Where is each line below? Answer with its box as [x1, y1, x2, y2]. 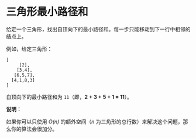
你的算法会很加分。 [11, 125, 57, 132]
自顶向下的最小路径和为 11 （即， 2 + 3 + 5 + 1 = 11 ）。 [6, 93, 133, 100]
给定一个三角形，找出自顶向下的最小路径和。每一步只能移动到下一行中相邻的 [6, 26, 191, 33]
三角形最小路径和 [6, 5, 89, 19]
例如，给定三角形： [6, 45, 53, 52]
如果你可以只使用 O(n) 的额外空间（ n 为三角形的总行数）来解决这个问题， [6, 118, 183, 125]
